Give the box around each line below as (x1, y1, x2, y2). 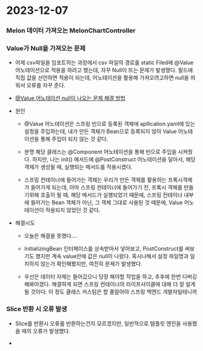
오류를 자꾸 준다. (26, 82, 65, 89)
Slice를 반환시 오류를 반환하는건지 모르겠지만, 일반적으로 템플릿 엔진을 (15, 320, 181, 327)
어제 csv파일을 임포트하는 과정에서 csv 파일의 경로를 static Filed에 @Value (15, 59, 194, 67)
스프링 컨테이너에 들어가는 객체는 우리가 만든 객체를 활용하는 (24, 176, 167, 183)
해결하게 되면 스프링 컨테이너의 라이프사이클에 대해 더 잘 (51, 281, 185, 288)
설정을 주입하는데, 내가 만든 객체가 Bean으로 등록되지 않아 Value (24, 128, 177, 135)
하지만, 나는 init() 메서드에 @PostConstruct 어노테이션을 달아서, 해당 (32, 156, 196, 163)
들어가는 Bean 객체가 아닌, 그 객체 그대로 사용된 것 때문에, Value (30, 199, 183, 206)
